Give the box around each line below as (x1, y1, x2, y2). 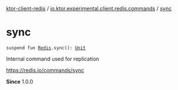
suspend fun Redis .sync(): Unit (6, 45, 86, 51)
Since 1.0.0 (6, 78, 34, 85)
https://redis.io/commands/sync (6, 66, 85, 74)
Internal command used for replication (6, 55, 99, 62)
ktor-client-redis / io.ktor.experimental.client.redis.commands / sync (6, 5, 172, 12)
